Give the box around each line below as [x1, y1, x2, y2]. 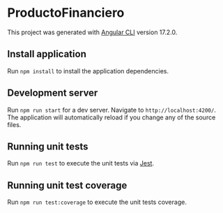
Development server [7, 87, 98, 99]
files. [7, 120, 22, 128]
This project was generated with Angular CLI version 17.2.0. [7, 28, 178, 36]
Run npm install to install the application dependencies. [7, 66, 169, 75]
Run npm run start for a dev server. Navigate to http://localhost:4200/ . [7, 105, 216, 114]
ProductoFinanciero [7, 5, 125, 21]
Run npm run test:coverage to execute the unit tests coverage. [7, 198, 187, 207]
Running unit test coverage [7, 179, 128, 191]
